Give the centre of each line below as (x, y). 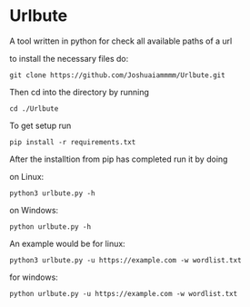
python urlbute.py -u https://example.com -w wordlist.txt (124, 293)
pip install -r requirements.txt (73, 142)
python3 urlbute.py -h (52, 193)
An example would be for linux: (67, 243)
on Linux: (27, 176)
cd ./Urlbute (34, 109)
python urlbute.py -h (50, 227)
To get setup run (40, 125)
